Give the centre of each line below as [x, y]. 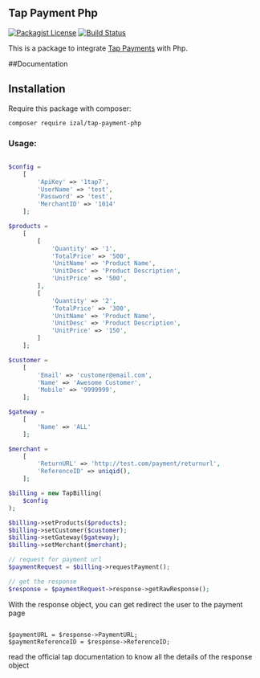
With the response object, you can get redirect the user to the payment [126, 604]
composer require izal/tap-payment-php [75, 123]
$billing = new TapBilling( [55, 493]
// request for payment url [55, 560]
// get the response [43, 582]
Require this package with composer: [70, 108]
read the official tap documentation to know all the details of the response [130, 656]
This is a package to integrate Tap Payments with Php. [98, 48]
